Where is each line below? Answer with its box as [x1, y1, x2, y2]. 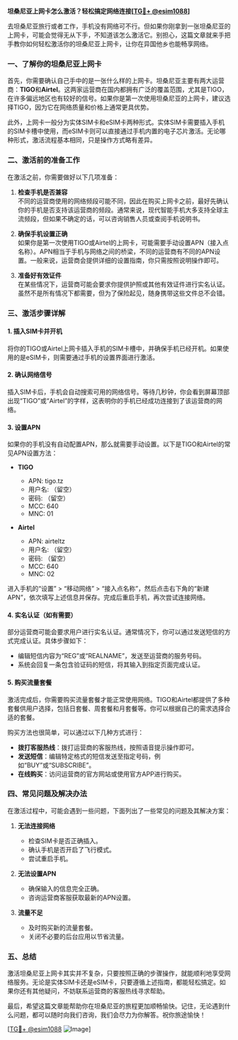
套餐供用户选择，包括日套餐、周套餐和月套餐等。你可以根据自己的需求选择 [7, 704, 225, 713]
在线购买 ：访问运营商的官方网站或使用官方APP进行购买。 [17, 769, 186, 778]
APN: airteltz [28, 537, 65, 546]
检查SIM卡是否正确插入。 [28, 836, 102, 845]
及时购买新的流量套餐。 [28, 923, 97, 932]
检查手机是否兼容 [17, 188, 68, 196]
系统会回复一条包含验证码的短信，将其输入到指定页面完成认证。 [17, 660, 204, 669]
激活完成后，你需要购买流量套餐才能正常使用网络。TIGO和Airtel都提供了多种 [7, 695, 230, 703]
